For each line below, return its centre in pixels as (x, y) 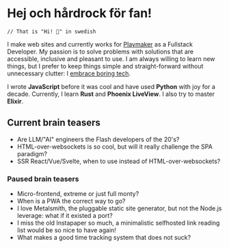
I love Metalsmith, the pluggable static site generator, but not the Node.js (119, 208)
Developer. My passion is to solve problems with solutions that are (100, 51)
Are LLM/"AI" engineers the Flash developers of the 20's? (98, 139)
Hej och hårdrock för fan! (80, 13)
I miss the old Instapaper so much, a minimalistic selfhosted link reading (118, 223)
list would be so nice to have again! (66, 230)
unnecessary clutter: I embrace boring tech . (69, 73)
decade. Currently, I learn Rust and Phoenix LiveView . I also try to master (111, 94)
